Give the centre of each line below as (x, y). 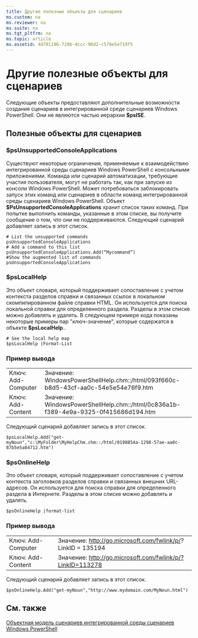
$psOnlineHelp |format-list (41, 511)
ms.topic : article (29, 39)
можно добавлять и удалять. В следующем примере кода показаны (92, 315)
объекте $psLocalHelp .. (36, 327)
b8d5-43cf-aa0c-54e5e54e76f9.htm (99, 388)
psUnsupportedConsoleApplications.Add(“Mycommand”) (71, 252)
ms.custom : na (24, 17)
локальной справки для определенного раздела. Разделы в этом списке (98, 309)
